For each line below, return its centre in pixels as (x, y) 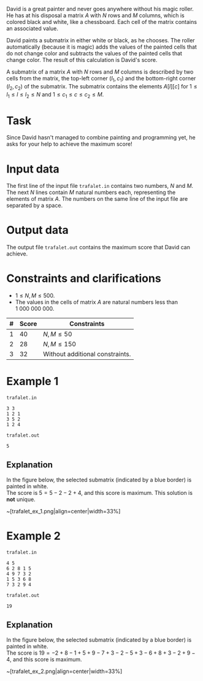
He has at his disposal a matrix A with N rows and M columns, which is (96, 15)
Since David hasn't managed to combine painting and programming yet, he (101, 138)
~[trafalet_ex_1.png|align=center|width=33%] (63, 511)
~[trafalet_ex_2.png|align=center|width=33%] (64, 671)
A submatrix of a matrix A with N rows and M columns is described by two (100, 72)
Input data (33, 169)
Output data (37, 230)
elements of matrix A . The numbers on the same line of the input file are (97, 199)
